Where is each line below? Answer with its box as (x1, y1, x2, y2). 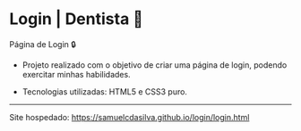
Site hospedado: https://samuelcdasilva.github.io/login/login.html (9, 111, 250, 122)
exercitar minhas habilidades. (21, 69, 132, 79)
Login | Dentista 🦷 (9, 9, 143, 29)
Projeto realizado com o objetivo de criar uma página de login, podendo (21, 59, 288, 70)
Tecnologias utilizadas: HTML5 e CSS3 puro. (21, 86, 188, 97)
